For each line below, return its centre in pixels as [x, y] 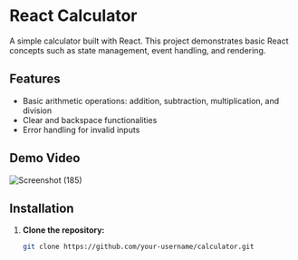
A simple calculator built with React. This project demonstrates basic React [149, 41]
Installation [42, 208]
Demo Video [45, 158]
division [37, 111]
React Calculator [73, 16]
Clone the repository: [63, 230]
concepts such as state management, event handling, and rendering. [138, 50]
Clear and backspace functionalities [90, 120]
